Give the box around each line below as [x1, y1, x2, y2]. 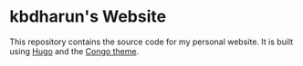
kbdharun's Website [9, 6, 167, 27]
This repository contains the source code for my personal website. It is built [9, 36, 294, 47]
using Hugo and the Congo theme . [9, 45, 140, 56]
